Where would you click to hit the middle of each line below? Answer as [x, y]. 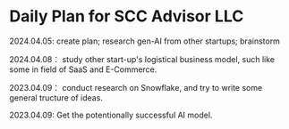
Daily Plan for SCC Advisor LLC [127, 16]
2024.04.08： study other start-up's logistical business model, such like [142, 59]
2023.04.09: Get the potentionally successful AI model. [111, 115]
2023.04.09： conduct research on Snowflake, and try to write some [136, 87]
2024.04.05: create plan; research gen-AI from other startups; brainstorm [144, 41]
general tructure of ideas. [56, 97]
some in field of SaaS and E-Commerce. [83, 69]
